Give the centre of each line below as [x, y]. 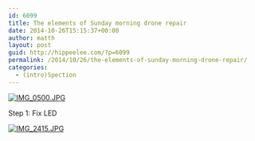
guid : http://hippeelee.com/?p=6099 [69, 53]
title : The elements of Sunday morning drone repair [98, 23]
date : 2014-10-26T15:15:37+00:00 [64, 30]
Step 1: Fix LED [33, 113]
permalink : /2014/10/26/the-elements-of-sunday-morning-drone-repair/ [128, 61]
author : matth [32, 38]
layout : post [30, 45]
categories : [28, 68]
